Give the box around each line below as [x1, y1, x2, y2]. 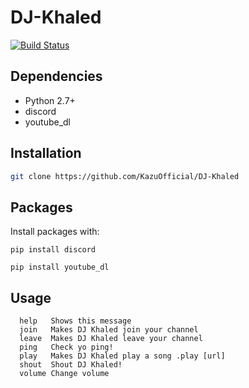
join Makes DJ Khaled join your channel [19, 325, 199, 335]
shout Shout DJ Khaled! [19, 360, 123, 370]
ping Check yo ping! [19, 342, 114, 353]
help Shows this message [19, 316, 132, 326]
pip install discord [10, 245, 97, 255]
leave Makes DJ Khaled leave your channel [19, 334, 203, 344]
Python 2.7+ [24, 94, 76, 106]
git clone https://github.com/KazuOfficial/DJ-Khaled [10, 171, 240, 181]
